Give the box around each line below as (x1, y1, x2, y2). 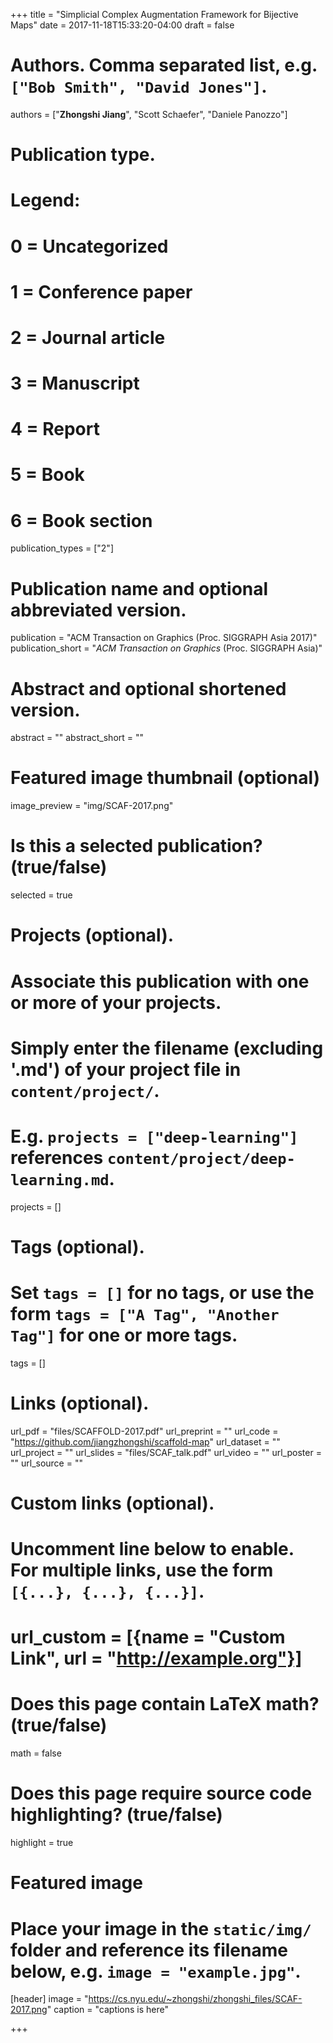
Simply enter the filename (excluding (10, 1037, 324, 1059)
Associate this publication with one (10, 970, 310, 993)
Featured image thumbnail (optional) (10, 767, 321, 789)
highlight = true (10, 1837, 74, 1849)
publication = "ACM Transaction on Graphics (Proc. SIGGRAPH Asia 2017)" (10, 632, 318, 644)
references (10, 1146, 104, 1169)
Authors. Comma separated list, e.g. (10, 54, 318, 77)
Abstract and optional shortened (10, 677, 287, 700)
